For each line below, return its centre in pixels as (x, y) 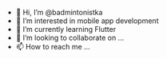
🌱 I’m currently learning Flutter (66, 29)
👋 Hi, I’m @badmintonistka (59, 12)
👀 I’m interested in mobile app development (87, 21)
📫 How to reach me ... (53, 47)
